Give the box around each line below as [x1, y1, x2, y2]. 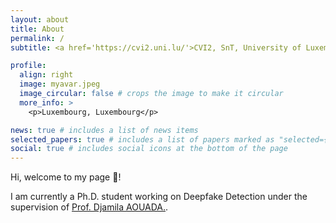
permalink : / [10, 33, 65, 43]
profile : [10, 61, 47, 71]
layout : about [10, 14, 70, 25]
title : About [10, 24, 65, 34]
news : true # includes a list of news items [10, 125, 199, 135]
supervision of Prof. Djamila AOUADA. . [10, 201, 169, 213]
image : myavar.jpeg [19, 79, 101, 90]
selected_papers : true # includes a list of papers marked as [10, 134, 275, 145]
